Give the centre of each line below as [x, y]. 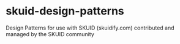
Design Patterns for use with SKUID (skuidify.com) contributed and [90, 28]
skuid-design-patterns [65, 11]
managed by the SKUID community [50, 34]
